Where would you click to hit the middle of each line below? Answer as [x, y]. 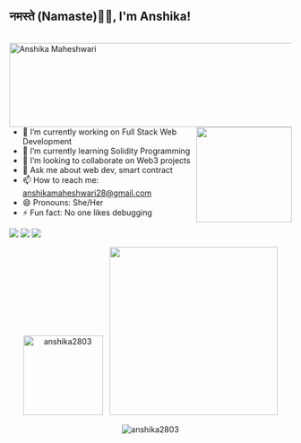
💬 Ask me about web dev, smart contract [97, 169]
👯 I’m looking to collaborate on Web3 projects [106, 160]
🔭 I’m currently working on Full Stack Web [99, 132]
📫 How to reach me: [60, 179]
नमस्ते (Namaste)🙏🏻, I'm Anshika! [100, 17]
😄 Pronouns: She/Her [63, 202]
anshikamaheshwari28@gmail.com [87, 193]
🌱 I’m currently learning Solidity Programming [106, 151]
